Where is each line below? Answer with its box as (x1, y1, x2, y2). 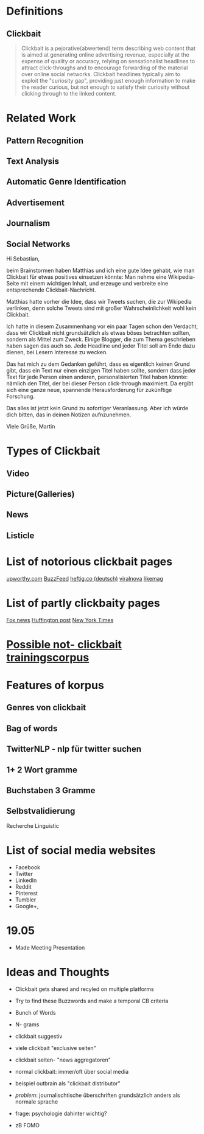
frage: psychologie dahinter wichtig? (15, 1110, 107, 1117)
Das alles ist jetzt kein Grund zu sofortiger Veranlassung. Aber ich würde (6, 404, 189, 411)
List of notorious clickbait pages (6, 555, 172, 569)
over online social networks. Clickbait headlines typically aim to (21, 71, 181, 77)
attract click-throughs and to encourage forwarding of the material (21, 64, 188, 71)
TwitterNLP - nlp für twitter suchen (6, 744, 142, 754)
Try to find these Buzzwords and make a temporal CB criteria (15, 997, 169, 1004)
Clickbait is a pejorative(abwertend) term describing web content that (21, 44, 196, 52)
